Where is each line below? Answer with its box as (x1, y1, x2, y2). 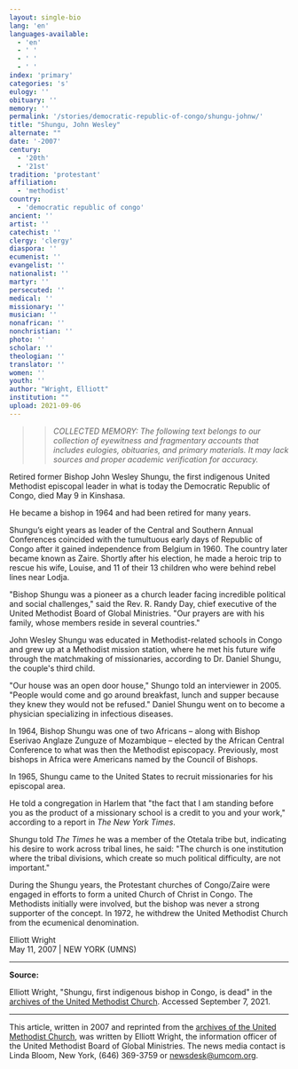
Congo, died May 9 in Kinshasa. (9, 490, 126, 500)
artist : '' (9, 219, 50, 228)
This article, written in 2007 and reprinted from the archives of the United (9, 1021, 277, 1032)
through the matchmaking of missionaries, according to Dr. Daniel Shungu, (9, 653, 282, 664)
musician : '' (9, 310, 58, 320)
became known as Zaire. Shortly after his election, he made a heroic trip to (9, 553, 282, 563)
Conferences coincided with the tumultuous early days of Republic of (9, 534, 263, 545)
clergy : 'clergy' (9, 236, 74, 245)
